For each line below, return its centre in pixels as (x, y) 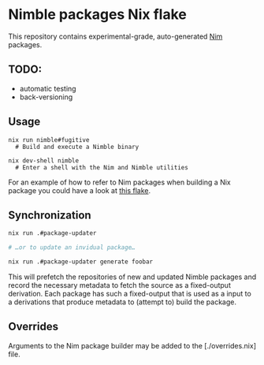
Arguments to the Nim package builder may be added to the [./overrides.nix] (132, 345)
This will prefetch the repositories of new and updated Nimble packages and (132, 277)
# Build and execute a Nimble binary (77, 147)
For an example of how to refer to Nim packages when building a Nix (119, 182)
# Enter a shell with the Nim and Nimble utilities (102, 167)
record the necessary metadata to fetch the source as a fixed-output (119, 285)
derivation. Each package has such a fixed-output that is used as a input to (130, 294)
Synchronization (50, 215)
